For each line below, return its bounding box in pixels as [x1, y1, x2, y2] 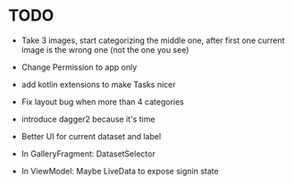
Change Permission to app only [21, 62, 138, 72]
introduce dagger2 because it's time [21, 114, 155, 124]
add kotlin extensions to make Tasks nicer [21, 79, 176, 89]
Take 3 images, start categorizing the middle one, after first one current [21, 35, 285, 46]
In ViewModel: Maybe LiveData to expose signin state [21, 165, 220, 176]
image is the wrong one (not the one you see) [21, 44, 189, 55]
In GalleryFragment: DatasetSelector [21, 148, 155, 159]
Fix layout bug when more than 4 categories [21, 96, 184, 107]
